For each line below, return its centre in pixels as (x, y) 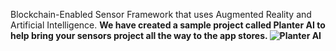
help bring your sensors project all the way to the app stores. (139, 35)
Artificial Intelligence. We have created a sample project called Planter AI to (168, 25)
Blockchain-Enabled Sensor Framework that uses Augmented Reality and (161, 14)
